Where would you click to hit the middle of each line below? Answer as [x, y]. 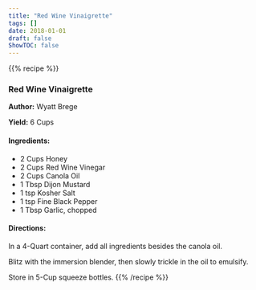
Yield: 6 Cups [31, 122]
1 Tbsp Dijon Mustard [55, 184]
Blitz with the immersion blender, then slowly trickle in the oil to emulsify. [128, 261]
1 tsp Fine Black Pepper [59, 201]
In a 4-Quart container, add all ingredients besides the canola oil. [116, 246]
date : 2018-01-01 [37, 31]
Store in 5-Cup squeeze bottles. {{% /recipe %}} [88, 277]
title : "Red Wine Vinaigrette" [61, 16]
